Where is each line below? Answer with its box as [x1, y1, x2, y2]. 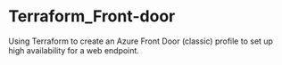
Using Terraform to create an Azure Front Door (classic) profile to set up [8, 36, 274, 46]
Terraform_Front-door [8, 6, 176, 27]
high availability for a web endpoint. [8, 45, 140, 55]
